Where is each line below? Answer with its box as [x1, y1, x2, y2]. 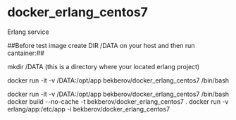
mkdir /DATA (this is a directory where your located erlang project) [7, 62, 200, 71]
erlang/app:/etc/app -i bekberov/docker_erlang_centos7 [7, 104, 170, 113]
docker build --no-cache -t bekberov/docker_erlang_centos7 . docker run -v [7, 97, 229, 106]
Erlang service [7, 28, 49, 36]
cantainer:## [7, 49, 44, 57]
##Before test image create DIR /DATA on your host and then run [7, 41, 195, 49]
